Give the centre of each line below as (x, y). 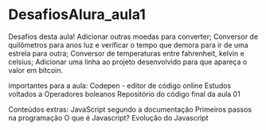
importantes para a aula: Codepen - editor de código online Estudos (120, 86)
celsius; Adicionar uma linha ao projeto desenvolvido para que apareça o (128, 62)
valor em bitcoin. (36, 70)
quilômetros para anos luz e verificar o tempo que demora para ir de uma (128, 44)
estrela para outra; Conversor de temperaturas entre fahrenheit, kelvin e (126, 53)
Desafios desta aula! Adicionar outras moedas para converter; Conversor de (133, 36)
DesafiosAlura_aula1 (77, 15)
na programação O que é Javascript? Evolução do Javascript (108, 117)
